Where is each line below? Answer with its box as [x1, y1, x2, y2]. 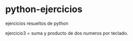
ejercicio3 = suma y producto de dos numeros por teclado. [5, 30, 128, 36]
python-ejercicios [5, 4, 83, 15]
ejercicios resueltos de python [5, 20, 69, 26]
